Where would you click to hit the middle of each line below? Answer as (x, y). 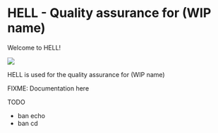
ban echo (31, 115)
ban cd (28, 123)
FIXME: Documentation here (48, 88)
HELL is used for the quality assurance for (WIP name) (86, 74)
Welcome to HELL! (34, 47)
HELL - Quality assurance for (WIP (109, 13)
